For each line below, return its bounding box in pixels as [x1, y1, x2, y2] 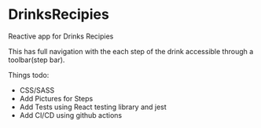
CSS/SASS [19, 85, 55, 95]
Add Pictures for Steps [19, 93, 94, 103]
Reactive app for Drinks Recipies [8, 31, 114, 41]
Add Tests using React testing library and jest [19, 102, 167, 112]
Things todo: [8, 70, 50, 79]
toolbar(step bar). [8, 55, 65, 64]
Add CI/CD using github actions [19, 110, 123, 119]
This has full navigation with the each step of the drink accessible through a [8, 46, 254, 56]
